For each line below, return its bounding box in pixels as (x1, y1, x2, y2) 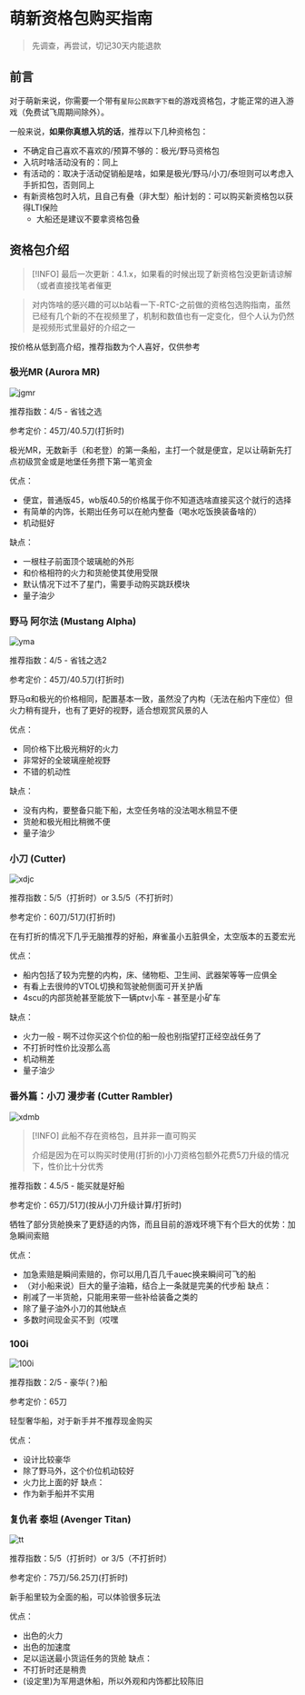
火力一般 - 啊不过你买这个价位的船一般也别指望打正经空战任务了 (22, 1031, 262, 1042)
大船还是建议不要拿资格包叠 (35, 213, 141, 224)
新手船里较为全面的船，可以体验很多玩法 (9, 1591, 161, 1602)
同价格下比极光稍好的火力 (22, 743, 119, 754)
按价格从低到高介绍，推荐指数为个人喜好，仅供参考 (9, 341, 201, 352)
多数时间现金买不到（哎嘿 (22, 1314, 119, 1325)
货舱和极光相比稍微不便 (22, 816, 111, 827)
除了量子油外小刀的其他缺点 (22, 1302, 127, 1313)
